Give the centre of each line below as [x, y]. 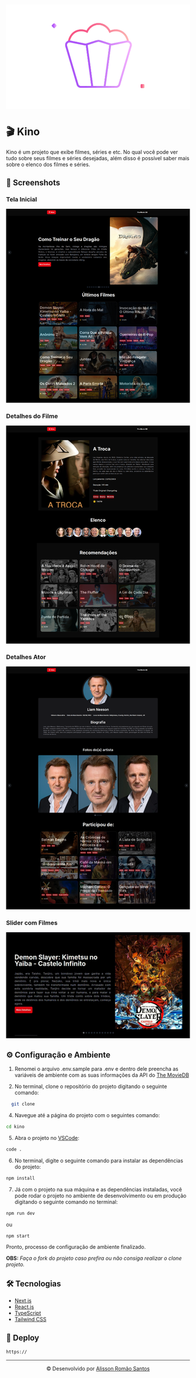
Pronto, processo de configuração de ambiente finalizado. [76, 1247]
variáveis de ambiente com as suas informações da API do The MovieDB [102, 1075]
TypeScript [28, 1313]
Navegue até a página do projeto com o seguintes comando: [87, 1115]
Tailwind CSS [30, 1320]
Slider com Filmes [32, 923]
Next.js [23, 1301]
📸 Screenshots [33, 183]
